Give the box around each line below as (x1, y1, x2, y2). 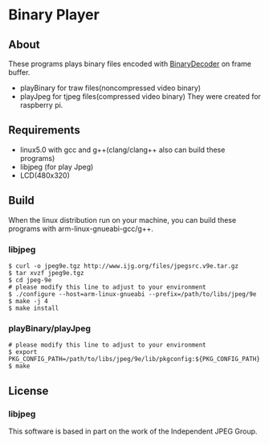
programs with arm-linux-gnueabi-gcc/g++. (8, 224, 154, 233)
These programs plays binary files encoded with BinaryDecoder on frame (8, 59, 251, 68)
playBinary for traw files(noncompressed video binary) (19, 83, 202, 92)
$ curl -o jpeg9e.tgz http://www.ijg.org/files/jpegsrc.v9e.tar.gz (8, 261, 239, 270)
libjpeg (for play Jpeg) (19, 162, 94, 171)
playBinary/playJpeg (8, 323, 91, 334)
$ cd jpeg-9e (8, 276, 52, 284)
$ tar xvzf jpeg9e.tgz (8, 269, 84, 277)
